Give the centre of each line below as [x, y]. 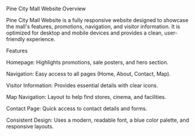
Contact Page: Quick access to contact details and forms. [77, 109]
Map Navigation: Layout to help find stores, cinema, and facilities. [86, 97]
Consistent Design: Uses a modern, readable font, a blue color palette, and [97, 120]
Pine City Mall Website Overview [46, 9]
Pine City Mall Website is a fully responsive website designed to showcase [97, 20]
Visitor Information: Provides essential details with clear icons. [82, 85]
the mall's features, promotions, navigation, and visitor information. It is [93, 27]
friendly [16, 39]
